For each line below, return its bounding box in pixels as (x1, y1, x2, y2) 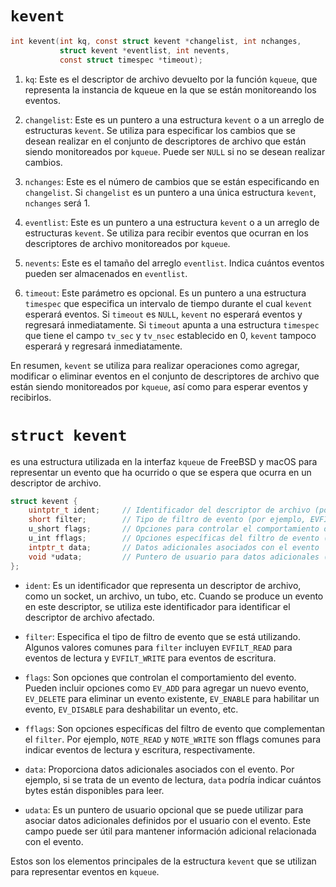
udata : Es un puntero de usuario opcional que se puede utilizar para (24, 803, 304, 816)
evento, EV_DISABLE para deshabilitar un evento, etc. (24, 703, 239, 715)
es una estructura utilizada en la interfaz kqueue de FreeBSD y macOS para (10, 455, 318, 467)
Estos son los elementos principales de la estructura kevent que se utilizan (10, 855, 317, 867)
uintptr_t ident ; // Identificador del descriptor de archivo (28, 505, 311, 516)
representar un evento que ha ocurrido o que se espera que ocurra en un (10, 466, 312, 478)
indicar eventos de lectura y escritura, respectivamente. (24, 743, 256, 756)
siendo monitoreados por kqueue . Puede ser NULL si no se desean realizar (24, 145, 326, 157)
